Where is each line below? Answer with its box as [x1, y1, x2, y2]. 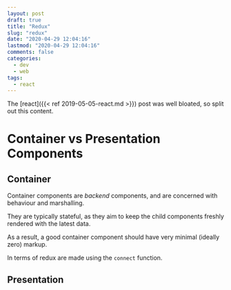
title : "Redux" [7, 23, 51, 30]
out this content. [7, 107, 54, 115]
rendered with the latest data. [7, 220, 91, 228]
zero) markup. [7, 240, 48, 249]
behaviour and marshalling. [7, 199, 85, 207]
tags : [7, 74, 23, 81]
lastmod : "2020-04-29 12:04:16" [7, 42, 100, 49]
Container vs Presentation [7, 131, 161, 147]
